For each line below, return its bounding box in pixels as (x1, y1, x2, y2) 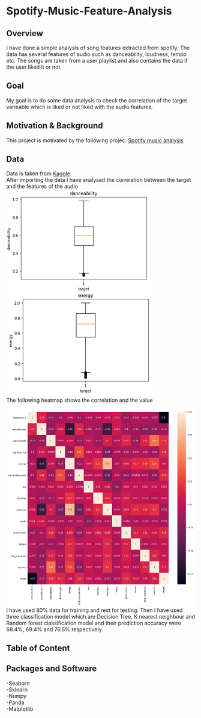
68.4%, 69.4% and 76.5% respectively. (6, 625, 103, 633)
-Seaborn (6, 679, 30, 687)
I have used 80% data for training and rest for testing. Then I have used (6, 607, 183, 614)
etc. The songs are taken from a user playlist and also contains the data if (6, 57, 188, 64)
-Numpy (6, 692, 27, 699)
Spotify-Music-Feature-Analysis (6, 4, 172, 18)
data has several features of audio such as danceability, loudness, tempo (6, 51, 187, 58)
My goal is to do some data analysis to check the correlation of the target (6, 96, 187, 104)
